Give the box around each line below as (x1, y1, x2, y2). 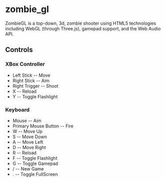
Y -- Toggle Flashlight (12, 93, 58, 99)
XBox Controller (5, 60, 45, 68)
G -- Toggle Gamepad (12, 160, 58, 166)
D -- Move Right (12, 144, 46, 150)
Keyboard (5, 106, 30, 113)
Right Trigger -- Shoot (12, 83, 59, 89)
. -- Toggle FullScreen (12, 171, 58, 177)
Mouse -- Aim (12, 117, 42, 124)
